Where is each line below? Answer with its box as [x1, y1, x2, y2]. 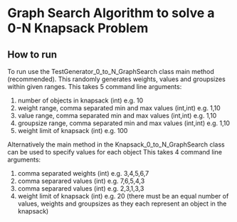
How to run [7, 48, 58, 60]
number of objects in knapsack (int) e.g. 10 [17, 96, 144, 105]
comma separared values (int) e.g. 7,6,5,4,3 [17, 176, 145, 185]
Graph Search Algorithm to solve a [7, 5, 215, 21]
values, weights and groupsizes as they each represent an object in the [17, 199, 227, 208]
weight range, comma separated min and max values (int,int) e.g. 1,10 [17, 104, 221, 112]
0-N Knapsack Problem [7, 20, 149, 36]
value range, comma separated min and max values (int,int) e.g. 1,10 [17, 112, 217, 120]
